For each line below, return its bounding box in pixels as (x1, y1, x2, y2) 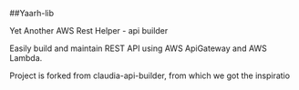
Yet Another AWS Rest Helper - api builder (9, 25, 169, 35)
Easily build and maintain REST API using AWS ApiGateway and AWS (9, 43, 267, 54)
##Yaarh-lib (9, 8, 55, 18)
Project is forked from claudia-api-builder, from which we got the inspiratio (9, 70, 290, 81)
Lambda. (9, 53, 43, 63)
